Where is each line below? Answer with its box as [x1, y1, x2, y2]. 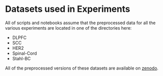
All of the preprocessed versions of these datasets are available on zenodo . [5, 65, 159, 71]
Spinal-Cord [12, 50, 37, 56]
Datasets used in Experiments [5, 3, 130, 15]
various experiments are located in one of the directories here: [5, 25, 132, 31]
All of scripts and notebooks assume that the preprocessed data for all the [5, 20, 156, 26]
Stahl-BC [12, 55, 31, 61]
